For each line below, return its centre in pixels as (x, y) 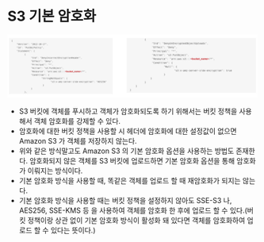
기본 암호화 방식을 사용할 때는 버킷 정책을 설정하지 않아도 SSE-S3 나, (125, 200)
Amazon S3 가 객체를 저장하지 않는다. (78, 140)
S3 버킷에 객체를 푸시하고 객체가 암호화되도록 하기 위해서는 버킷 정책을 (128, 111)
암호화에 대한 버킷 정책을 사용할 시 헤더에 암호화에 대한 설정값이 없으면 (128, 131)
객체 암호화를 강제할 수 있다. (77, 121)
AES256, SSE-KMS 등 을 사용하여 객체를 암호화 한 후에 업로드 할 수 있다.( (133, 210)
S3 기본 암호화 (52, 16)
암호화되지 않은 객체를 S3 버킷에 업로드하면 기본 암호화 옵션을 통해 (132, 160)
